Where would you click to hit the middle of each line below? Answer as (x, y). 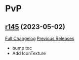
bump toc (22, 48)
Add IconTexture (29, 53)
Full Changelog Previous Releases (40, 38)
